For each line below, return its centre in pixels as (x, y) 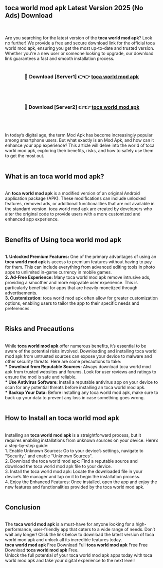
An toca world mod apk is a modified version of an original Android (72, 193)
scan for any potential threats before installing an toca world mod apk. (75, 387)
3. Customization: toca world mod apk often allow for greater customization (81, 298)
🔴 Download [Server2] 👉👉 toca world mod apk (82, 107)
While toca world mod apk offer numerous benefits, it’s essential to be (76, 346)
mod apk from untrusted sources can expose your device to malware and (79, 356)
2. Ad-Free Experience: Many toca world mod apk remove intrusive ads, (78, 277)
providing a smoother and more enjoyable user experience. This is (71, 283)
